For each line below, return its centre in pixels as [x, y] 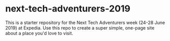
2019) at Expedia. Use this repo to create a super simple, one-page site [80, 27]
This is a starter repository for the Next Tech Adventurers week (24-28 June [85, 22]
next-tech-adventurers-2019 [68, 9]
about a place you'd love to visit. [39, 33]
